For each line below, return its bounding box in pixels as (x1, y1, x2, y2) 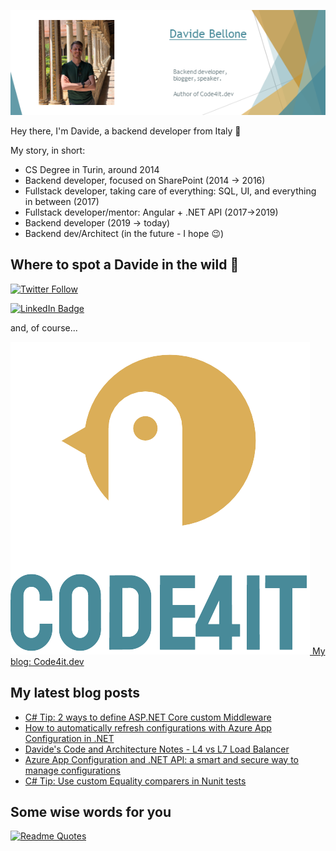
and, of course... (10, 321, 78, 334)
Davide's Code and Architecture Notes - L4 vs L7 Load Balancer (24, 743, 290, 755)
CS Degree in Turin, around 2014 (24, 164, 160, 175)
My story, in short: (10, 145, 86, 156)
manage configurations (24, 764, 121, 776)
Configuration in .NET (24, 732, 115, 744)
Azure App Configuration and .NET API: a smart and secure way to (24, 753, 300, 765)
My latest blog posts (10, 685, 140, 702)
